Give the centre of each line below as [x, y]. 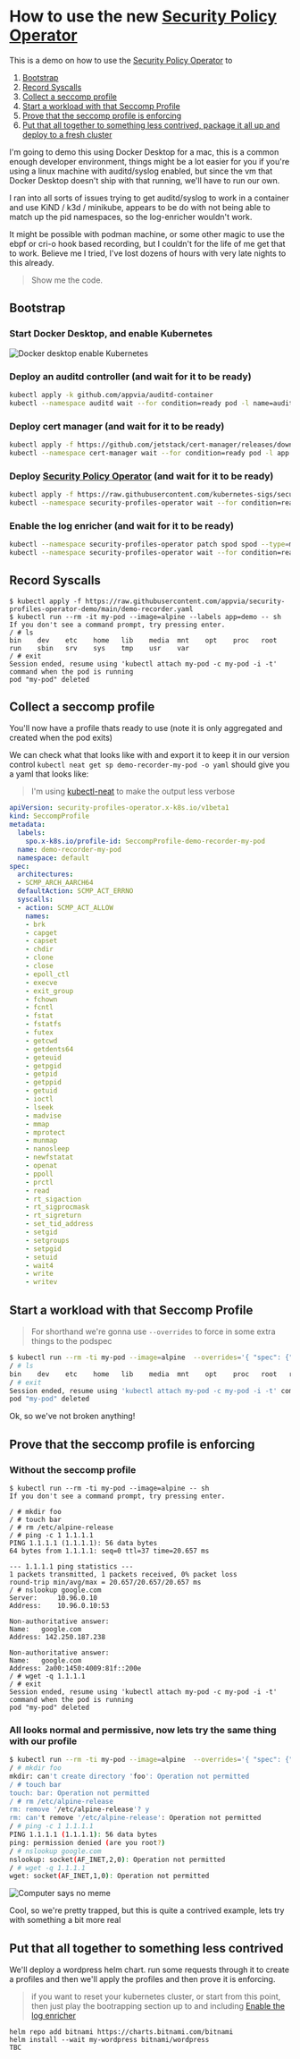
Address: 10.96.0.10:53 [59, 1605]
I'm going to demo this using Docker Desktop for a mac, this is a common [144, 152]
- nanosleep [47, 1149]
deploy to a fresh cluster [67, 134]
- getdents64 [50, 1049]
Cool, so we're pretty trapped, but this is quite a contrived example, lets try [147, 1910]
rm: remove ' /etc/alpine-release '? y [79, 1809]
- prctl [39, 1182]
